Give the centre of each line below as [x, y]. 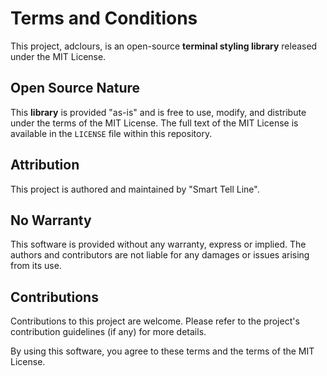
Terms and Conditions [104, 18]
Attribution [45, 165]
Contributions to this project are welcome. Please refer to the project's [155, 321]
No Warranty [51, 220]
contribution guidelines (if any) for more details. [108, 332]
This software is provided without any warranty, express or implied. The [158, 244]
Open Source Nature [75, 88]
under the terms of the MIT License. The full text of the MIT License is [154, 123]
